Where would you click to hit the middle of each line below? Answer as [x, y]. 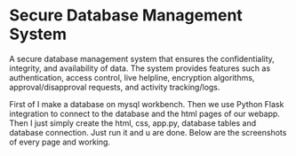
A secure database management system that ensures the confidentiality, [142, 58]
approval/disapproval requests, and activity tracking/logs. [115, 87]
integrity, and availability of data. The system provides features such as [140, 68]
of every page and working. [60, 142]
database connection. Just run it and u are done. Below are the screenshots [148, 132]
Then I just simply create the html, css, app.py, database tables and [133, 123]
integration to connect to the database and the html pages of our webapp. [144, 113]
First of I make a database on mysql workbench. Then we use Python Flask [147, 104]
